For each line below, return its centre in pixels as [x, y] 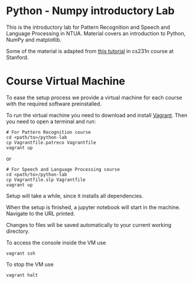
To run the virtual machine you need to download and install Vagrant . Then [97, 115]
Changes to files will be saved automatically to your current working [89, 224]
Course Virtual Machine [66, 81]
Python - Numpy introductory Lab [91, 11]
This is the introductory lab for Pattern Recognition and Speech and [88, 27]
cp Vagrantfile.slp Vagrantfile [46, 180]
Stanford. [17, 57]
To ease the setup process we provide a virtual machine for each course [94, 97]
